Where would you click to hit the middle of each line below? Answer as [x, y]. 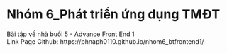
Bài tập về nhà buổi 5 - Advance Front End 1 [71, 34]
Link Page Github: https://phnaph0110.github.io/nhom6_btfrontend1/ [105, 41]
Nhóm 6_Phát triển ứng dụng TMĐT [113, 14]
